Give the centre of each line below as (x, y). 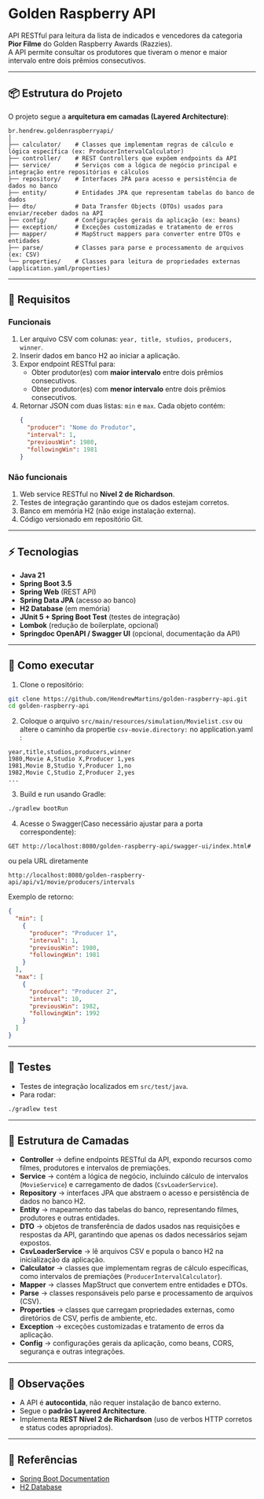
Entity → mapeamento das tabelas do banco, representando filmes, (129, 1210)
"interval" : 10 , (55, 999)
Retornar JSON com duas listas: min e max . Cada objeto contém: (122, 406)
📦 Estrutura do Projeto (66, 94)
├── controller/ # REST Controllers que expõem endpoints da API (123, 158)
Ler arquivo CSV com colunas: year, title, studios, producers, (126, 339)
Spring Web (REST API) (58, 592)
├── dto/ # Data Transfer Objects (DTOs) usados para (115, 206)
